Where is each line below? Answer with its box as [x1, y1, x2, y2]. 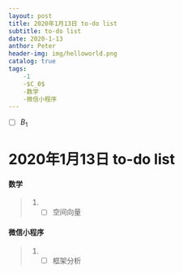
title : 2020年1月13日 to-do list [8, 19, 117, 28]
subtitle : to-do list [8, 27, 82, 35]
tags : [8, 65, 27, 73]
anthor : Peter [8, 42, 57, 50]
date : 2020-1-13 [8, 34, 63, 43]
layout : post [8, 11, 53, 20]
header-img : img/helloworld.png [8, 50, 117, 58]
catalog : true [8, 58, 57, 66]
